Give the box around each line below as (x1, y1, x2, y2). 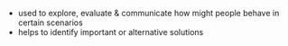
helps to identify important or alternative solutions (17, 27, 204, 37)
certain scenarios (17, 17, 83, 28)
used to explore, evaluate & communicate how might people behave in (17, 8, 280, 18)
